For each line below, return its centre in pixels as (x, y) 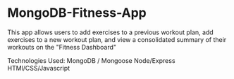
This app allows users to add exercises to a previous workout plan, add (110, 32)
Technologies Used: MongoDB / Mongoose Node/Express (91, 60)
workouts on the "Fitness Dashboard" (62, 47)
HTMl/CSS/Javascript (39, 68)
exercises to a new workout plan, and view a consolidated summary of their (117, 39)
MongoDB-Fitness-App (77, 13)
